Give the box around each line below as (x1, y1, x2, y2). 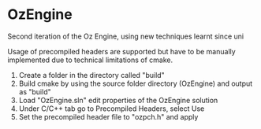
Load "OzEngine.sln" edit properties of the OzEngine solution (18, 95, 218, 105)
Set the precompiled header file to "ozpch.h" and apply (18, 112, 199, 121)
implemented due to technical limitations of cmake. (7, 55, 173, 64)
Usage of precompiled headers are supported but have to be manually (7, 46, 236, 56)
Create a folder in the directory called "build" (18, 70, 165, 79)
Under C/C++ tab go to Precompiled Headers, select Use (18, 104, 205, 113)
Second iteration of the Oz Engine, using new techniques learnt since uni (7, 31, 244, 41)
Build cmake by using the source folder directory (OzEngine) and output (18, 79, 253, 88)
